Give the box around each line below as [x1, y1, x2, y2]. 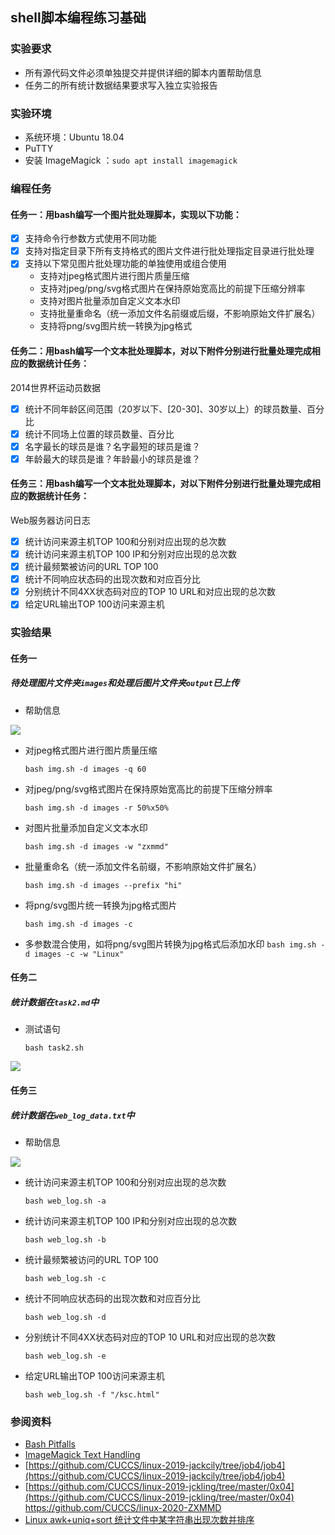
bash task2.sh [24, 1043, 84, 1053]
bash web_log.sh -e [24, 1351, 107, 1361]
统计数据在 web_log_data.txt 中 [10, 1109, 135, 1121]
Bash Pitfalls [24, 1438, 76, 1450]
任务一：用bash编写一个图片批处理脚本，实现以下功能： [10, 208, 242, 220]
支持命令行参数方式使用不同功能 [24, 233, 157, 245]
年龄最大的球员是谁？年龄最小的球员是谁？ [24, 453, 201, 465]
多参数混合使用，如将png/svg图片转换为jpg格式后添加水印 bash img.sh [24, 938, 317, 950]
